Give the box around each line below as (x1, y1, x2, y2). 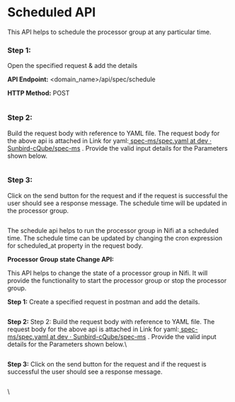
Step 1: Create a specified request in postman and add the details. (7, 297, 200, 306)
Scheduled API (7, 4, 96, 21)
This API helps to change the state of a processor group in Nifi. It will (7, 268, 208, 277)
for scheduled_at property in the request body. (7, 241, 144, 250)
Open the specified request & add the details (7, 62, 138, 70)
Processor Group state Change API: (7, 255, 115, 263)
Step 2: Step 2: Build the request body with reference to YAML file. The (7, 317, 215, 326)
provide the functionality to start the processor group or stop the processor (7, 276, 227, 285)
